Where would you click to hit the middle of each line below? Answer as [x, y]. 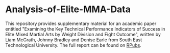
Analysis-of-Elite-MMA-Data [68, 9]
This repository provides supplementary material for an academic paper [81, 23]
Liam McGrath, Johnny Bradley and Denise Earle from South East [74, 40]
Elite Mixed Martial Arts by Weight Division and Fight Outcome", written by [83, 34]
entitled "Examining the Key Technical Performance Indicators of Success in [85, 29]
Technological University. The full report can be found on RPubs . [73, 45]
